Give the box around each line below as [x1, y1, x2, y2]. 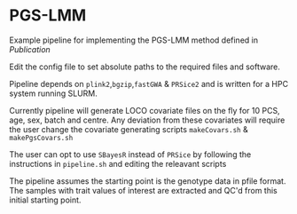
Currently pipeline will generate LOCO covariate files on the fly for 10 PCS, [9, 105, 281, 115]
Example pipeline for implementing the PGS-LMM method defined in [9, 35, 259, 45]
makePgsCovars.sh [9, 133, 74, 142]
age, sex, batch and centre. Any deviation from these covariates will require [9, 115, 285, 125]
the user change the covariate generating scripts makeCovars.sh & [9, 123, 248, 134]
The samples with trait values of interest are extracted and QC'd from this [9, 185, 277, 195]
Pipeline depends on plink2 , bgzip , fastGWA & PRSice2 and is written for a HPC [9, 78, 289, 89]
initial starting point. [9, 194, 82, 205]
